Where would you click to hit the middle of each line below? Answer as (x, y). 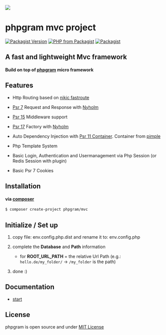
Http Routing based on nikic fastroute (51, 97)
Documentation (30, 287)
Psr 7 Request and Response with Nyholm (55, 107)
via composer (20, 199)
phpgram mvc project (51, 28)
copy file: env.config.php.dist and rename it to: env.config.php (76, 237)
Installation (23, 186)
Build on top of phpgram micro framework (49, 69)
